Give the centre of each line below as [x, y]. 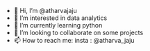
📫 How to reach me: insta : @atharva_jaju [74, 40]
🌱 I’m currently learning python [58, 25]
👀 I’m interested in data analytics [60, 18]
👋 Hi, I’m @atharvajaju [45, 11]
